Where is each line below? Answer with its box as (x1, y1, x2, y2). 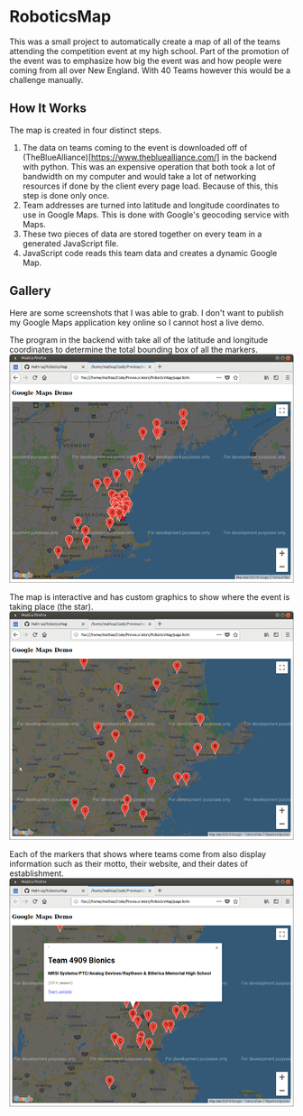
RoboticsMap (9, 6, 112, 27)
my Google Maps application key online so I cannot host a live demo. (9, 317, 264, 327)
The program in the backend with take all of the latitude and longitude (9, 334, 269, 345)
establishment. (9, 868, 65, 879)
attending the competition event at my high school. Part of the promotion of (9, 45, 290, 56)
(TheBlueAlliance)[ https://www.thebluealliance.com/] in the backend (22, 152, 278, 162)
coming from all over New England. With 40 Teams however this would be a (9, 65, 291, 76)
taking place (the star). (9, 601, 94, 612)
